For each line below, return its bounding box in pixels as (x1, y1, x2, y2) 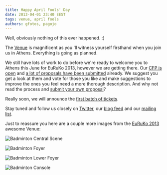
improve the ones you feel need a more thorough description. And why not (5, 81, 159, 87)
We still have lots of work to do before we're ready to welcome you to (5, 59, 148, 65)
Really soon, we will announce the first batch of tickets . (5, 96, 119, 102)
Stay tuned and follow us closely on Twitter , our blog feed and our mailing (5, 105, 157, 111)
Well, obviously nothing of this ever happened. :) (5, 35, 105, 41)
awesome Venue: (5, 126, 41, 132)
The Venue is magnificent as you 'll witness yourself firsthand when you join (5, 44, 162, 50)
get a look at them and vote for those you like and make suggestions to (5, 75, 151, 81)
